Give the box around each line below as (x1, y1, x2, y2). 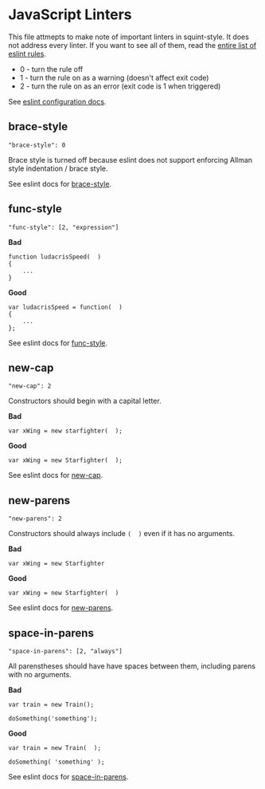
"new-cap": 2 (8, 382, 52, 390)
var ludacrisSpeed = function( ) (8, 303, 123, 311)
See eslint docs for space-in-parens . (8, 772, 129, 781)
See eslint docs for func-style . (8, 337, 107, 348)
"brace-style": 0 (8, 141, 66, 149)
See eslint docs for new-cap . (8, 471, 103, 480)
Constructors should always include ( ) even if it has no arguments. (8, 529, 235, 538)
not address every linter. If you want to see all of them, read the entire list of (8, 40, 257, 49)
